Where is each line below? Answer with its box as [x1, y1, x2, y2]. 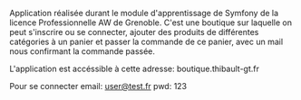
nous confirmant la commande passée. [9, 46, 156, 57]
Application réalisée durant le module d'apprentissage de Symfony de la [9, 8, 279, 18]
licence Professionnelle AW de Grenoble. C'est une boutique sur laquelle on [9, 17, 293, 28]
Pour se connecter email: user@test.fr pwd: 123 [9, 81, 188, 91]
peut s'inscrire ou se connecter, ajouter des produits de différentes [9, 27, 259, 37]
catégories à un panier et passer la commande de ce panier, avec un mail [9, 36, 284, 47]
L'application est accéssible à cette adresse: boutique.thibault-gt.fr [9, 63, 260, 74]
